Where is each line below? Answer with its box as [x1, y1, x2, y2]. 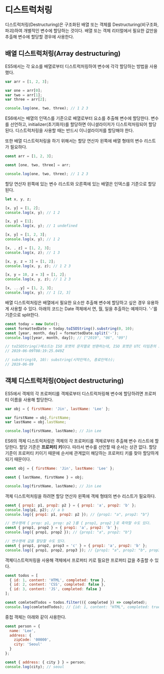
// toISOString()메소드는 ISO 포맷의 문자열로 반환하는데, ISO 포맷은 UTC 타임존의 [5, 344, 157, 349]
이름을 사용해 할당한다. [10, 397, 54, 402]
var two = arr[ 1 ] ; [5, 92, 42, 98]
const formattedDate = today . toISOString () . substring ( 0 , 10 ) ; [5, 326, 134, 331]
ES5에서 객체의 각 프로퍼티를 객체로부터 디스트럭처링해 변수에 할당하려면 [5, 390, 143, 396]
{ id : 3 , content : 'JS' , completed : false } [9, 587, 102, 591]
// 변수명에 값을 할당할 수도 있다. [5, 539, 66, 544]
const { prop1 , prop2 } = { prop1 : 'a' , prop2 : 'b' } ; [5, 526, 119, 530]
